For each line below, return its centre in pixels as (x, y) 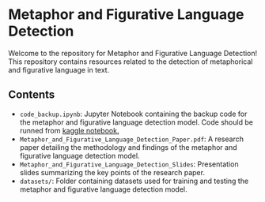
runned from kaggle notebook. (69, 130)
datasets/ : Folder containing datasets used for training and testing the (134, 181)
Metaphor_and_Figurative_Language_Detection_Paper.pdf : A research (131, 139)
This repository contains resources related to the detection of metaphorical (131, 62)
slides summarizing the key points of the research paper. (112, 172)
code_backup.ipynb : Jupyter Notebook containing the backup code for (133, 114)
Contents (32, 95)
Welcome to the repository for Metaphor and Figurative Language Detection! (133, 53)
